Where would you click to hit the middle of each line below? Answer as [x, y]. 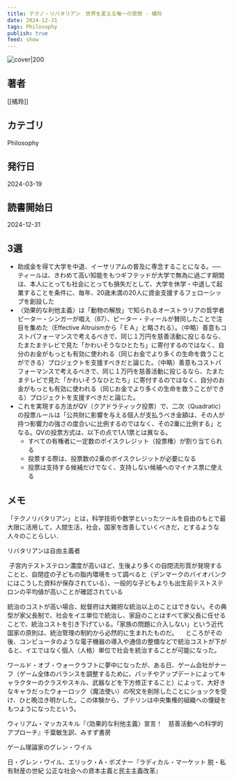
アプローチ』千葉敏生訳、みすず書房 [59, 732]
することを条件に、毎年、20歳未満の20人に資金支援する [104, 293]
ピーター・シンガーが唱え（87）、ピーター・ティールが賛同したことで [117, 319]
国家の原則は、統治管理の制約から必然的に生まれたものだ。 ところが [109, 633]
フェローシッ [203, 293]
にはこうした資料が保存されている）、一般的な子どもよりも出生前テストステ [116, 583]
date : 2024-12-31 [32, 20]
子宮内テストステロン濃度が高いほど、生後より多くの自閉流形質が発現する [115, 565]
